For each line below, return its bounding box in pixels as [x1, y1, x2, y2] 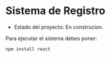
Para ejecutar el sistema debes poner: [5, 35, 97, 42]
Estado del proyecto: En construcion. [14, 23, 104, 30]
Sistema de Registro [5, 4, 106, 18]
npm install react [5, 46, 51, 52]
